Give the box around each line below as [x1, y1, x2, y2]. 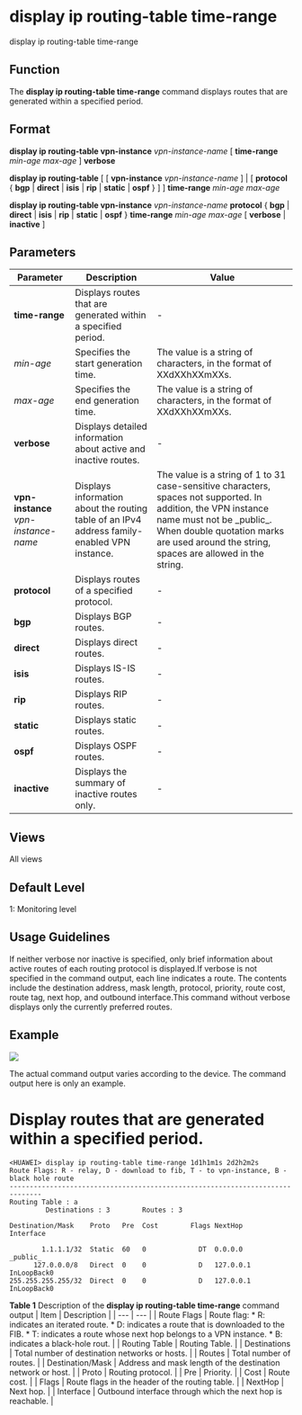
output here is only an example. [9, 1078, 126, 1088]
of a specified [75, 585, 133, 597]
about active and [75, 443, 146, 455]
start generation [75, 357, 143, 370]
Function [9, 62, 60, 77]
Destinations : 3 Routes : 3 [45, 1205, 182, 1214]
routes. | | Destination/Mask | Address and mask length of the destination [9, 1357, 280, 1368]
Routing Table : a [9, 1197, 78, 1206]
